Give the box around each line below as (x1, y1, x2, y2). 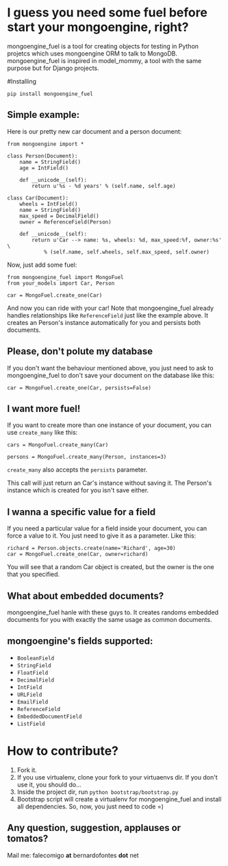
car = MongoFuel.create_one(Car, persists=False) (7, 384, 152, 392)
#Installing (7, 77, 36, 85)
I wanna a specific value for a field (7, 506, 156, 518)
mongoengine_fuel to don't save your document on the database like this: (7, 371, 214, 379)
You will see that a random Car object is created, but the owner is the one (7, 563, 214, 571)
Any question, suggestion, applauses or (7, 822, 181, 834)
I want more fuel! (7, 402, 81, 414)
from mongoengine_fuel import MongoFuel (7, 274, 125, 280)
